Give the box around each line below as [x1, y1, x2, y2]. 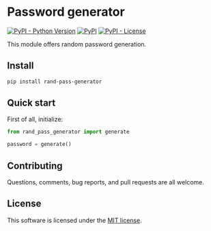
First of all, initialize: [7, 115, 64, 123]
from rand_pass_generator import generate [7, 128, 130, 136]
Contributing [7, 160, 63, 171]
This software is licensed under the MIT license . [7, 216, 142, 224]
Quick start [7, 97, 56, 109]
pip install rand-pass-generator [7, 78, 102, 85]
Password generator [7, 4, 125, 20]
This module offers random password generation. [7, 40, 147, 48]
